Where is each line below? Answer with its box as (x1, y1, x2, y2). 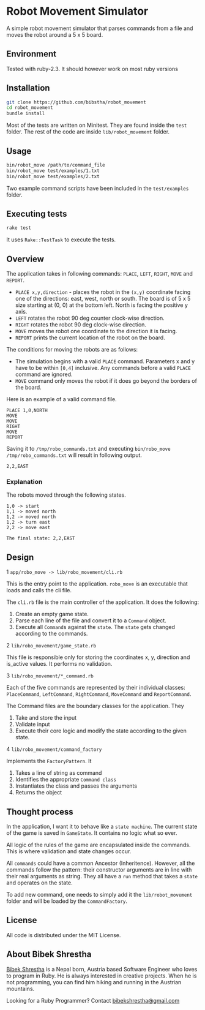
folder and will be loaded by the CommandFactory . (6, 897, 127, 905)
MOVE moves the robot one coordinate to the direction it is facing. (15, 328, 177, 335)
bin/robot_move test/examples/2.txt (6, 173, 100, 179)
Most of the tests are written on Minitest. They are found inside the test (6, 121, 187, 129)
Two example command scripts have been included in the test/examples (6, 184, 189, 192)
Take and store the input (15, 714, 77, 722)
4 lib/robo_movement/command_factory (6, 745, 102, 753)
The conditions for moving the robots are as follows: (6, 346, 138, 353)
